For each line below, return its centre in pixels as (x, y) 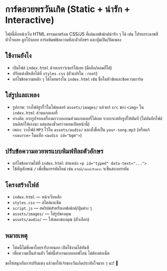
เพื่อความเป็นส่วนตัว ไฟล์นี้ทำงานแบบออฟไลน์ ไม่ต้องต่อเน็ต (61, 253)
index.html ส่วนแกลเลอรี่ (35, 112)
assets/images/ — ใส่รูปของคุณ (42, 214)
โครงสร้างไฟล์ (22, 185)
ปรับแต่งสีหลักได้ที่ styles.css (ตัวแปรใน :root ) (55, 73)
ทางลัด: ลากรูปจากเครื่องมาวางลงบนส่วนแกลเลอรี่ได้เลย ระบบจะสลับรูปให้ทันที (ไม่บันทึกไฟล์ (87, 118)
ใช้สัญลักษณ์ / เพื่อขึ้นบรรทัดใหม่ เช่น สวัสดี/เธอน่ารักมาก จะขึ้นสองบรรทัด (71, 169)
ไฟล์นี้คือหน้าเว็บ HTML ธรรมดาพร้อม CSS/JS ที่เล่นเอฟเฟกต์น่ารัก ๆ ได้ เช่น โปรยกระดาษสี (82, 34)
